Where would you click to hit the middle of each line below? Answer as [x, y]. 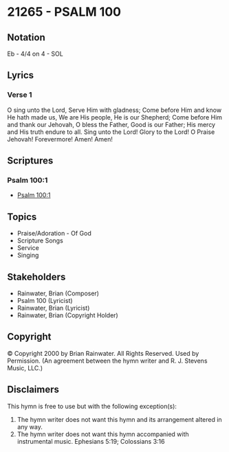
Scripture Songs [40, 240]
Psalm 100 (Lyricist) [45, 301]
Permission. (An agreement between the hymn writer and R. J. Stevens [107, 361]
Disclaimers [33, 390]
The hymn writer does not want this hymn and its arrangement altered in [119, 419]
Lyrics [21, 75]
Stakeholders [36, 276]
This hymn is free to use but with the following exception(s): [92, 406]
